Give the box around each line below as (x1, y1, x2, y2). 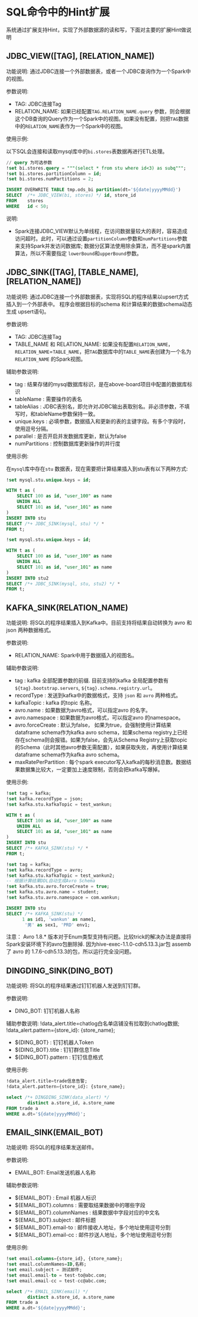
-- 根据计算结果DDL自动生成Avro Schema (6, 878, 96, 884)
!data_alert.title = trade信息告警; (6, 1078, 87, 1084)
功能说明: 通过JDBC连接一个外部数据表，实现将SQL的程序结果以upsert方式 (6, 293, 189, 300)
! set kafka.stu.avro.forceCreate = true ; (6, 883, 110, 890)
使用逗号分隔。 (14, 425, 51, 432)
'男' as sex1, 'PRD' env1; (24, 922, 90, 928)
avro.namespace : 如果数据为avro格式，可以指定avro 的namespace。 (14, 714, 184, 721)
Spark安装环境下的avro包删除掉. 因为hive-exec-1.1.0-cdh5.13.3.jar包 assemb (6, 941, 191, 948)
